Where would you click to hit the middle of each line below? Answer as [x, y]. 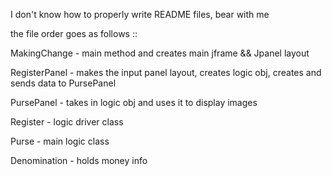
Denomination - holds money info [79, 160]
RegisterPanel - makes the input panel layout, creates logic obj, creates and [166, 72]
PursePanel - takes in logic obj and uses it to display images [134, 102]
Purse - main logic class [60, 141]
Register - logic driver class [67, 122]
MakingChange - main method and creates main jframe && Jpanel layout [160, 53]
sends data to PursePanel [63, 83]
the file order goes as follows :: [74, 33]
